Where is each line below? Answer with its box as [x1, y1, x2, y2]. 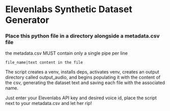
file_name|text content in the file [5, 60, 83, 65]
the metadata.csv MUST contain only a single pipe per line [5, 50, 128, 56]
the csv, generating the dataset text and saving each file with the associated [5, 80, 165, 86]
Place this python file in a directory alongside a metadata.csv [5, 32, 160, 40]
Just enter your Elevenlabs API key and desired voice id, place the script [5, 95, 157, 101]
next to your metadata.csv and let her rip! [5, 100, 92, 106]
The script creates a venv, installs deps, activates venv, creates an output [5, 69, 159, 75]
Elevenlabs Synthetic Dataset [5, 4, 132, 15]
